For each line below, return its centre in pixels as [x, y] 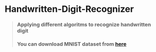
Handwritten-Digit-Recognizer [69, 9]
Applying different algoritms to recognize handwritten [84, 25]
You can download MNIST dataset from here [72, 44]
